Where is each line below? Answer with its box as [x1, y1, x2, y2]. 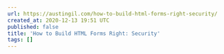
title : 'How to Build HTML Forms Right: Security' [7, 29, 161, 37]
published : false [7, 23, 59, 30]
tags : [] [7, 36, 33, 43]
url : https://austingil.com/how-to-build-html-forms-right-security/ [7, 10, 218, 18]
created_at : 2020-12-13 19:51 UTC [7, 17, 110, 24]
